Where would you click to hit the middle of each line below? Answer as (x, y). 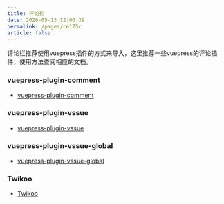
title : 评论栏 (26, 13)
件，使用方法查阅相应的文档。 (49, 62)
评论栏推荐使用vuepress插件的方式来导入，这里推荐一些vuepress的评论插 (112, 53)
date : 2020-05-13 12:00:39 (46, 20)
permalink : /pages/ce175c (44, 26)
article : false (29, 33)
